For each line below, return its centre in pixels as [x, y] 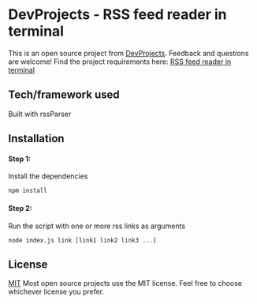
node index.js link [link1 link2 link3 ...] [82, 240]
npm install [28, 191]
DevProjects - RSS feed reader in [117, 15]
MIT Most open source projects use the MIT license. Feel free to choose [125, 283]
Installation [36, 139]
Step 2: [20, 208]
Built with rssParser [40, 114]
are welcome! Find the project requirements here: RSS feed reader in [120, 62]
